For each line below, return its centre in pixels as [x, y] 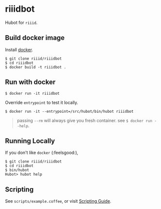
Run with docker [30, 82]
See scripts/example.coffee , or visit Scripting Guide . [58, 201]
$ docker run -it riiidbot [32, 93]
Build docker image [35, 38]
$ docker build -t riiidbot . [36, 67]
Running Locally [30, 141]
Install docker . [19, 49]
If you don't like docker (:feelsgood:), [42, 153]
